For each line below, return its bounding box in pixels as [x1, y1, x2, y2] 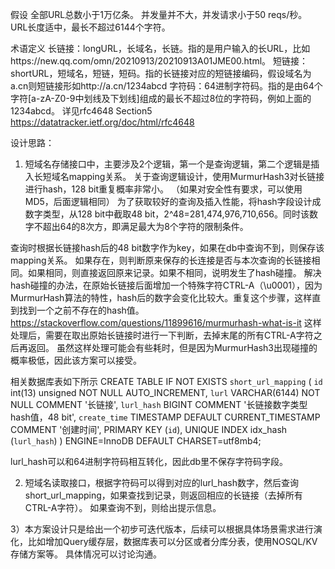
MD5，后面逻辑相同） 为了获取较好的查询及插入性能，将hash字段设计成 [24, 196, 322, 207]
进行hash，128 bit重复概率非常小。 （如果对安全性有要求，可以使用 [24, 183, 303, 195]
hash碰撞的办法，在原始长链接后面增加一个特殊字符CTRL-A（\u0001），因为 [10, 279, 323, 291]
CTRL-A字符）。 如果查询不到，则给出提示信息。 [24, 502, 222, 513]
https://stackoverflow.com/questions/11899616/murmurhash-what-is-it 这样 [10, 317, 322, 328]
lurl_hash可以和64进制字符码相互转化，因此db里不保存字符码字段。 [10, 456, 289, 467]
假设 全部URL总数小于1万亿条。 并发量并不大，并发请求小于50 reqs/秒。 [10, 9, 308, 20]
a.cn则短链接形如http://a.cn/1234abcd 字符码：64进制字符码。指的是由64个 [10, 80, 323, 92]
